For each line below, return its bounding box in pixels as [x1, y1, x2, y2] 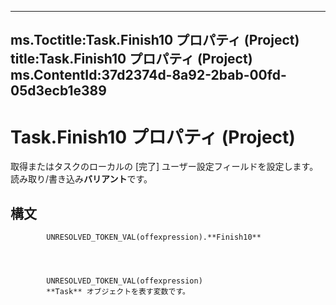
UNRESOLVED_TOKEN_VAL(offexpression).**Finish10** [46, 232, 262, 243]
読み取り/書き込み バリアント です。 [10, 173, 153, 185]
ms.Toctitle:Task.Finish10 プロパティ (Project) [10, 32, 300, 49]
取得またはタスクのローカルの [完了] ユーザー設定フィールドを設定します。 [10, 161, 319, 173]
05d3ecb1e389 [10, 82, 107, 100]
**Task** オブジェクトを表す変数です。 [46, 287, 190, 297]
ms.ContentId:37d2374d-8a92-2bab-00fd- [10, 67, 287, 84]
